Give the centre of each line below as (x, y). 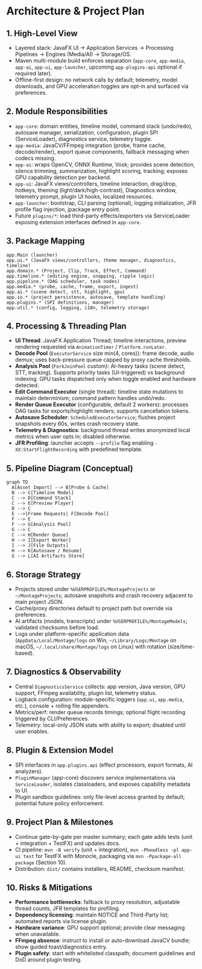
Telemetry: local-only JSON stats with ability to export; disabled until (100, 725)
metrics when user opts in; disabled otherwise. (73, 437)
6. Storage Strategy (44, 575)
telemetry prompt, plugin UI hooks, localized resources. (84, 196)
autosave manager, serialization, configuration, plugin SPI (87, 132)
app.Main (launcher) (32, 255)
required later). (33, 73)
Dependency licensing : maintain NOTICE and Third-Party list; (92, 915)
